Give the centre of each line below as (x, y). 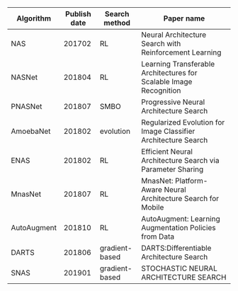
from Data (158, 236)
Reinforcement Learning (181, 52)
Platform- (191, 181)
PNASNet (27, 107)
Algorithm (34, 18)
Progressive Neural (173, 102)
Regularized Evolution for (183, 122)
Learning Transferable (178, 64)
